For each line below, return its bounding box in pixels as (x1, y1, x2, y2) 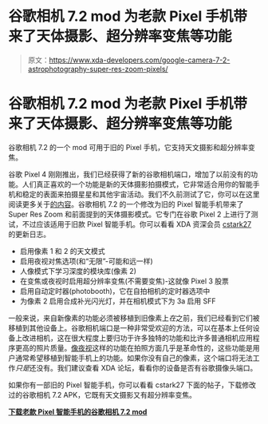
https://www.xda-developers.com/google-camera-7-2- (49, 55, 231, 65)
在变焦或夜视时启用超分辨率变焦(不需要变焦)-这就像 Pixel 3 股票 (19, 276, 230, 286)
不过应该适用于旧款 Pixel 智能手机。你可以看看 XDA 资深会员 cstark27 (22, 219, 252, 228)
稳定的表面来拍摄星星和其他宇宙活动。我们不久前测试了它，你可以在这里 (22, 189, 260, 199)
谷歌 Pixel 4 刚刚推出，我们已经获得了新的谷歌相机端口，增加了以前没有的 (8, 169, 251, 179)
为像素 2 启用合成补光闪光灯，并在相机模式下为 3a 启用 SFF (19, 296, 217, 306)
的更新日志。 (8, 229, 50, 239)
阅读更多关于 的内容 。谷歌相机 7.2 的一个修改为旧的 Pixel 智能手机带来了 (8, 199, 244, 208)
